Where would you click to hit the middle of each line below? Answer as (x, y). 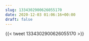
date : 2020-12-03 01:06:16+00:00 (40, 15)
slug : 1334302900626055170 (34, 10)
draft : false (19, 19)
